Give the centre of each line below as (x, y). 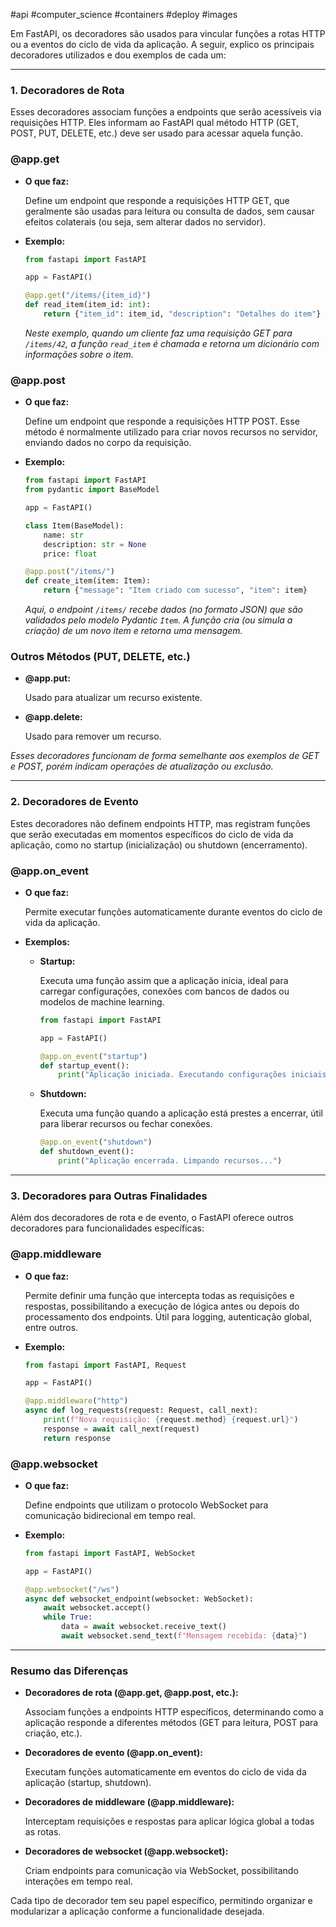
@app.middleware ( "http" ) (76, 1401)
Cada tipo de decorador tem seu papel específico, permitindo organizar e (161, 1901)
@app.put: (47, 678)
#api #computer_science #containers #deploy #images (124, 14)
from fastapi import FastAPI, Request (105, 1365)
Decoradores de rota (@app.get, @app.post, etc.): (131, 1693)
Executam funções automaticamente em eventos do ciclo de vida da (165, 1772)
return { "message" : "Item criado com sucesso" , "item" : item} (175, 590)
